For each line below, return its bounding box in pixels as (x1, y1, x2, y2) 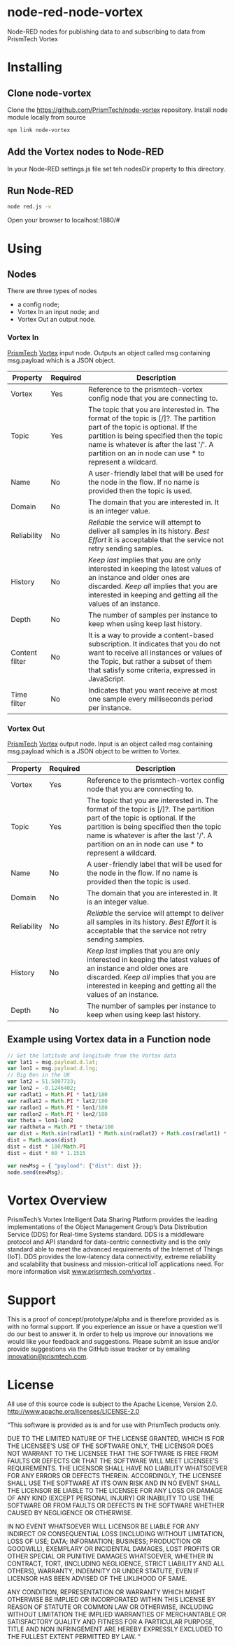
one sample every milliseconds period (88, 694, 213, 704)
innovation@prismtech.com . (7, 1352, 89, 1361)
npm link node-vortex (7, 127, 71, 134)
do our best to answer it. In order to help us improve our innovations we (7, 1330, 213, 1338)
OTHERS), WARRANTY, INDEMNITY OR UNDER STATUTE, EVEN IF (7, 1567, 199, 1575)
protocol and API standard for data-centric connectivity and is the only (7, 1237, 211, 1246)
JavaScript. (88, 674, 126, 683)
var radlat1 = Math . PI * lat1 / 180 (7, 1091, 108, 1098)
